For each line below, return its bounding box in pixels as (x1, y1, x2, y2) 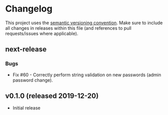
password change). (12, 77, 53, 83)
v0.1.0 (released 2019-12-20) (5, 92, 99, 100)
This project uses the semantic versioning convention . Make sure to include (5, 20, 163, 26)
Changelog (5, 3, 53, 15)
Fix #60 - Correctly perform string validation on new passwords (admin (12, 72, 161, 78)
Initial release (12, 105, 40, 111)
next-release (5, 45, 47, 53)
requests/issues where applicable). (5, 30, 78, 36)
